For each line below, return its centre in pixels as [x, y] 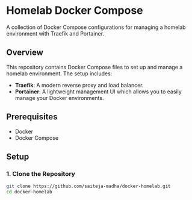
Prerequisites [32, 117]
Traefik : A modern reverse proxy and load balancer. [79, 85]
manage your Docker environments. [59, 98]
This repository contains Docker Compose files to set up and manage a [94, 67]
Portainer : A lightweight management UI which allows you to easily [98, 92]
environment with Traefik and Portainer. [55, 33]
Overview [25, 53]
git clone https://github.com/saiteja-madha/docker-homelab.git [88, 186]
